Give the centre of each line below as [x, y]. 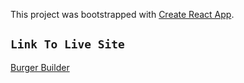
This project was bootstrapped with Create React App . [122, 14]
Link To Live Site [67, 44]
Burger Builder [40, 67]
